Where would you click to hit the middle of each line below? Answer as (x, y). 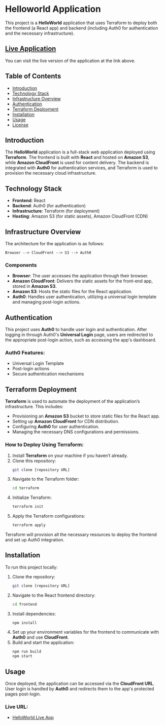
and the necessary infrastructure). (40, 33)
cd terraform (26, 488)
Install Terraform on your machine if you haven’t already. (70, 456)
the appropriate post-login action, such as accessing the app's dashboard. (81, 340)
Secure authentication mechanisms (48, 374)
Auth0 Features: (25, 353)
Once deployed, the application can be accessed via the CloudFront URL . (80, 684)
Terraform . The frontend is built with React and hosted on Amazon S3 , (77, 157)
